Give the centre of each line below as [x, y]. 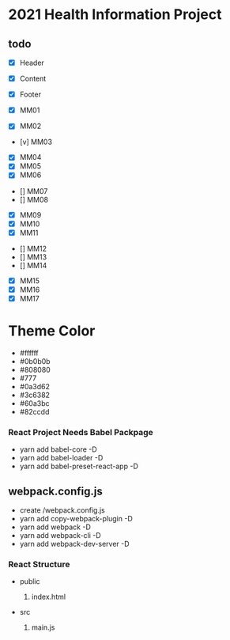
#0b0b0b [35, 361]
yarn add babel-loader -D [61, 458]
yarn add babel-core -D [58, 449]
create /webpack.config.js [62, 510]
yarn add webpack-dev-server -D [74, 543]
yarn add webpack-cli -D [60, 535]
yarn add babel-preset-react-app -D [79, 466]
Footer [30, 95]
